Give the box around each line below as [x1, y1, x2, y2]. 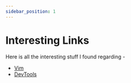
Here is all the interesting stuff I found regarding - [5, 53, 126, 60]
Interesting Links [5, 33, 89, 47]
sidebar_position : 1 [5, 8, 56, 15]
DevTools [14, 71, 37, 78]
